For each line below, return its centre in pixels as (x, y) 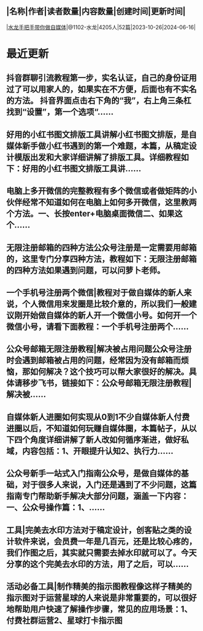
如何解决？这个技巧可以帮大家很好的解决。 (109, 372)
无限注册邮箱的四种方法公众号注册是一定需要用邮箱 (101, 247)
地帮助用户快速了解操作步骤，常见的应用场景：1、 (99, 609)
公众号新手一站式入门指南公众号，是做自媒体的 (94, 473)
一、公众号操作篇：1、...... (56, 508)
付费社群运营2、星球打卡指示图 (64, 620)
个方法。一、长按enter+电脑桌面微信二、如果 (91, 214)
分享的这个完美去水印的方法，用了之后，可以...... (98, 564)
